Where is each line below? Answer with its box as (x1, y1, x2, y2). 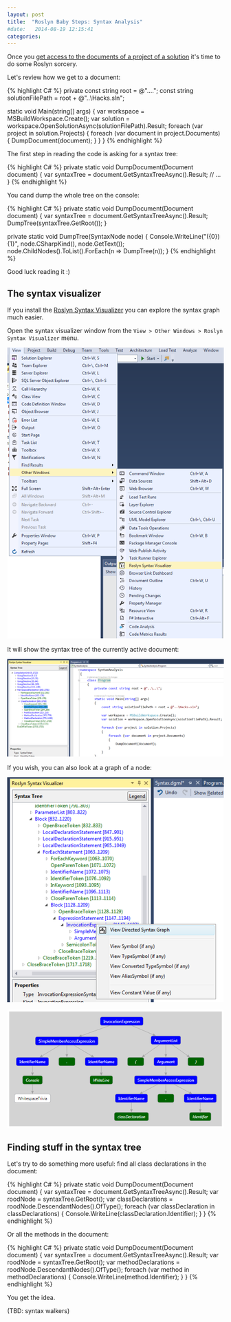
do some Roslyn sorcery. (7, 60, 78, 68)
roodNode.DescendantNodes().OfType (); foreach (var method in (7, 1266, 190, 1274)
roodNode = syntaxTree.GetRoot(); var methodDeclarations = (7, 1258, 180, 1266)
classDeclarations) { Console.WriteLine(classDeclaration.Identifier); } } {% (7, 1210, 217, 1218)
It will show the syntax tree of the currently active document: (7, 646, 179, 654)
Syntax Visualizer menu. (7, 334, 79, 342)
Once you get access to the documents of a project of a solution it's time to (7, 52, 221, 61)
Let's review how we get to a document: (7, 73, 121, 82)
